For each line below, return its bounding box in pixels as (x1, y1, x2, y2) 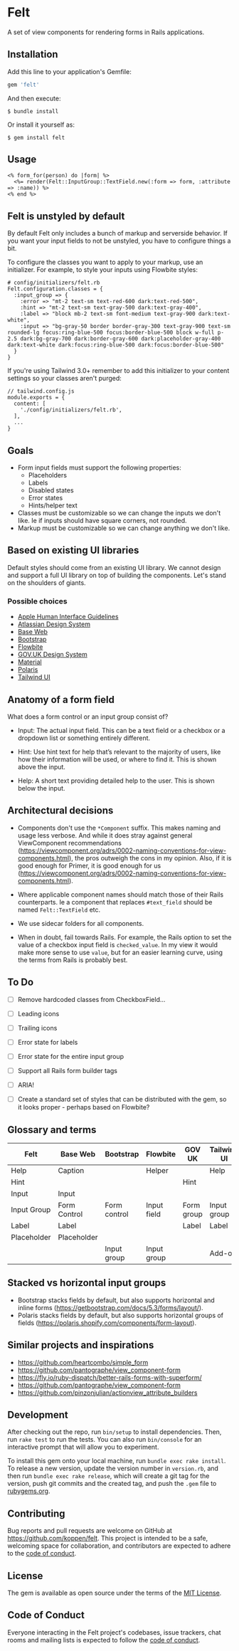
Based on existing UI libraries (7, 544, 139, 557)
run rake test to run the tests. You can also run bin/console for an (7, 1435, 202, 1444)
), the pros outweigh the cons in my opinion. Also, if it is (68, 853, 232, 862)
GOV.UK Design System (17, 650, 87, 659)
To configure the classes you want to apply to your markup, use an (7, 258, 203, 267)
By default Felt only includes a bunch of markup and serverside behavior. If (7, 229, 228, 238)
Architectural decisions (7, 805, 114, 817)
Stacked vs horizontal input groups (7, 1277, 166, 1289)
